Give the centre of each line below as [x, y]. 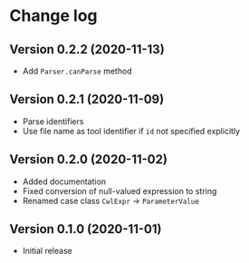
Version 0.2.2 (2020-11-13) [87, 49]
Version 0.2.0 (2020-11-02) [88, 160]
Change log [53, 16]
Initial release [47, 251]
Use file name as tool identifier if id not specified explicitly [131, 131]
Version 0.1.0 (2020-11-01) [86, 229]
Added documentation [64, 181]
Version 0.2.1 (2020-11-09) [87, 99]
